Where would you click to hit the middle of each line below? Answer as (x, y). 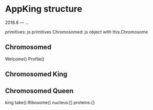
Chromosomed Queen (39, 91)
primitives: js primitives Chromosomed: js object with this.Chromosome (76, 32)
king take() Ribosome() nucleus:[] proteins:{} (50, 102)
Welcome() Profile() (25, 59)
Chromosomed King (36, 74)
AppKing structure (44, 9)
